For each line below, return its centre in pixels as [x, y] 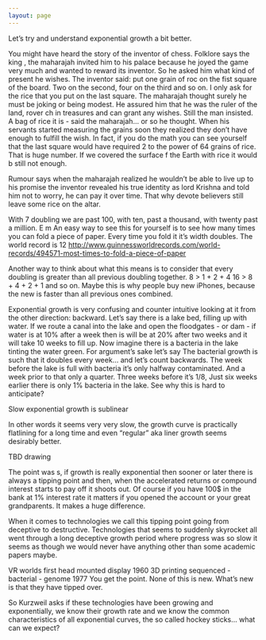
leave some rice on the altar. [55, 204]
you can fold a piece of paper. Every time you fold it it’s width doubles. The [131, 236]
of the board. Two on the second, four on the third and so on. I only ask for [130, 87]
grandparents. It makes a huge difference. [77, 506]
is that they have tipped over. [56, 587]
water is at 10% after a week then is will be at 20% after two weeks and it [128, 334]
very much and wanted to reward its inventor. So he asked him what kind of [131, 70]
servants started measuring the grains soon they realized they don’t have [128, 129]
